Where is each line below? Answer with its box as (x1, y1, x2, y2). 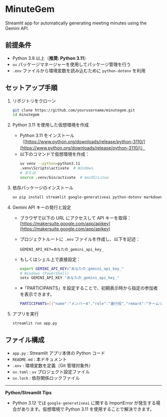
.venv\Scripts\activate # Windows (19, 166, 93, 171)
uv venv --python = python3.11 (19, 161, 81, 166)
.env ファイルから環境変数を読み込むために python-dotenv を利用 (12, 67, 146, 73)
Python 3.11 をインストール (19, 133, 75, 139)
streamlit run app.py (12, 321, 57, 326)
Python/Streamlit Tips (5, 390, 52, 396)
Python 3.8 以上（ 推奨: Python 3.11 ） (12, 55, 88, 61)
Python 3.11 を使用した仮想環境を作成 (12, 122, 89, 128)
